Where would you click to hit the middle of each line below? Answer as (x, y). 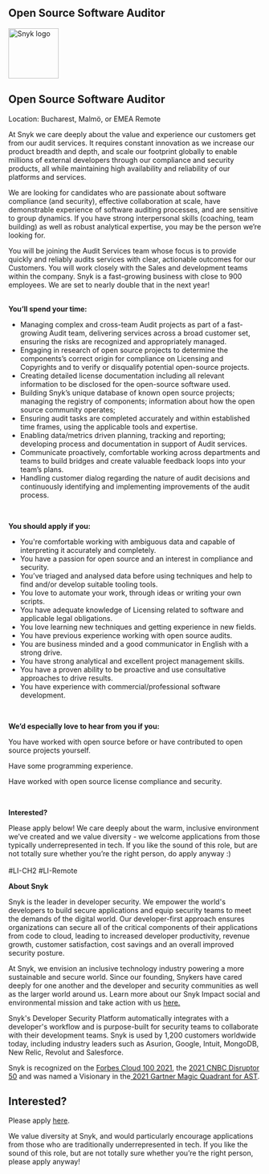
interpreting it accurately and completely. (88, 550)
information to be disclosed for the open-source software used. (125, 384)
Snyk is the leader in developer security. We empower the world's (117, 901)
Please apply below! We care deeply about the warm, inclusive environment (134, 828)
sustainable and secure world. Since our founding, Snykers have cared (125, 977)
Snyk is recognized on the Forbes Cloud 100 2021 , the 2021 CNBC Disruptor (134, 1067)
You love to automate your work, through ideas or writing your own (130, 592)
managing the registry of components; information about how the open (137, 401)
